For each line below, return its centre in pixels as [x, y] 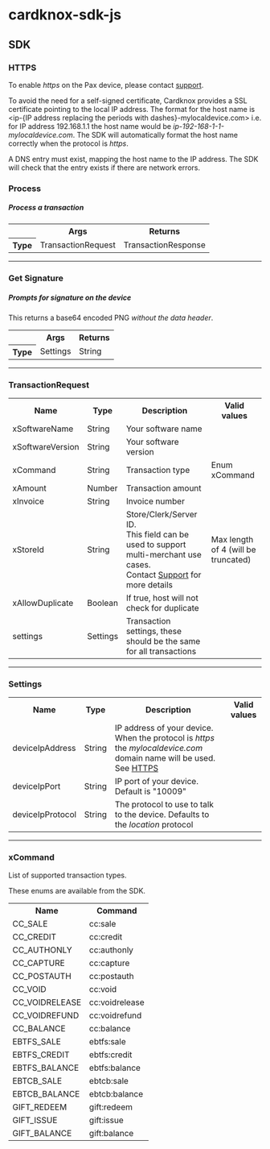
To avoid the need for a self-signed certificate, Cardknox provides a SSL [128, 100]
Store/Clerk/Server [162, 514]
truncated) [231, 559]
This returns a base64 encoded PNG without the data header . [111, 318]
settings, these [154, 631]
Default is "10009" [150, 791]
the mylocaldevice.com [159, 749]
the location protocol [154, 825]
